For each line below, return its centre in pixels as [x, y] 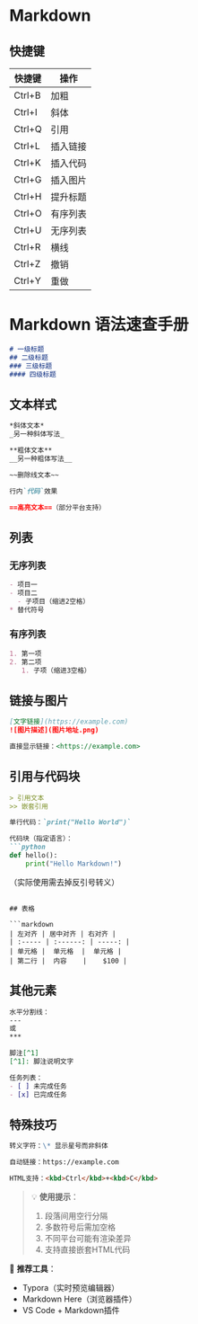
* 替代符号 [27, 609]
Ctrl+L [27, 146]
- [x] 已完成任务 [38, 1094]
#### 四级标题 [33, 374]
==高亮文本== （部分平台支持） [57, 507]
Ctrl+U [28, 230]
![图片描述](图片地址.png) [54, 730]
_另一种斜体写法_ [37, 434]
